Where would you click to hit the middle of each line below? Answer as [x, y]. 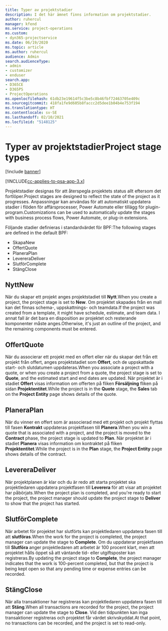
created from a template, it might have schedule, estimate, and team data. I [83, 313]
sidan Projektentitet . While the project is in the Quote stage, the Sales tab [81, 389]
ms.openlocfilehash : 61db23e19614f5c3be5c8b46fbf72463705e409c [73, 98]
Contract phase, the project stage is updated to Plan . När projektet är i [78, 438]
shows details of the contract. [36, 454]
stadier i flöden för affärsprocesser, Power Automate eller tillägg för [75, 207]
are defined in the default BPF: [37, 233]
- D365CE [14, 84]
